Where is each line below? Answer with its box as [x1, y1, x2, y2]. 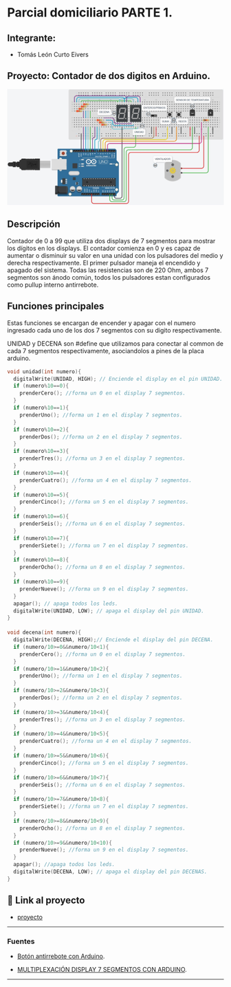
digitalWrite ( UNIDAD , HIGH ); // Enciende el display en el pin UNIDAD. [13, 375, 223, 382]
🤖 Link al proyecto [7, 895, 85, 907]
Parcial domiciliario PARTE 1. [7, 5, 173, 21]
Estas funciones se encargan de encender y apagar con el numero [7, 318, 196, 327]
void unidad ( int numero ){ [7, 368, 81, 375]
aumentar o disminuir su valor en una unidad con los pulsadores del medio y [7, 251, 223, 259]
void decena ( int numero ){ [7, 629, 81, 636]
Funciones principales [7, 300, 104, 312]
